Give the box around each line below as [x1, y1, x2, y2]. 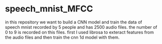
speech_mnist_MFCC [5, 3, 93, 14]
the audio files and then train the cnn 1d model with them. [5, 34, 120, 40]
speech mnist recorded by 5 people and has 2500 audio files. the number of [5, 24, 158, 30]
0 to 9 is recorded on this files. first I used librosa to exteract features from [5, 29, 154, 35]
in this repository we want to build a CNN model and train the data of [5, 19, 142, 25]
